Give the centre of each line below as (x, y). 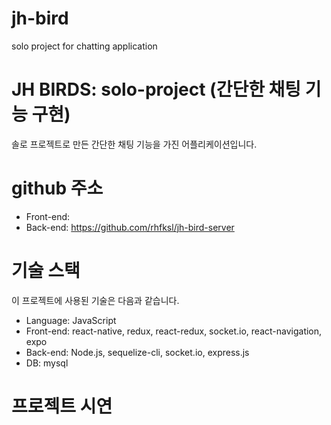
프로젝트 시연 (62, 406)
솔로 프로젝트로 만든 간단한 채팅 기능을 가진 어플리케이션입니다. (134, 144)
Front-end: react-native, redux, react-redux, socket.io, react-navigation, (174, 331)
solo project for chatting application (84, 46)
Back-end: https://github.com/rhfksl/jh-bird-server (130, 227)
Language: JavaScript (71, 320)
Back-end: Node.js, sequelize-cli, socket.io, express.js (137, 352)
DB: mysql (47, 363)
